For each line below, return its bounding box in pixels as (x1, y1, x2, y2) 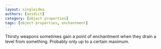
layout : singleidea (5, 7, 45, 12)
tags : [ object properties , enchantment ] (5, 20, 89, 25)
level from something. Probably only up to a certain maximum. (5, 39, 130, 45)
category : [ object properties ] (5, 16, 69, 21)
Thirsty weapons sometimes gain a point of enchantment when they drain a (5, 34, 157, 39)
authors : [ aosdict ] (5, 12, 45, 16)
